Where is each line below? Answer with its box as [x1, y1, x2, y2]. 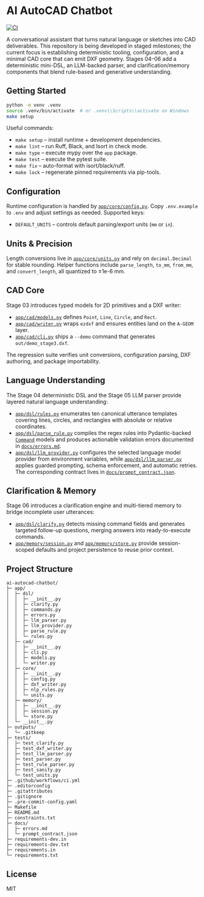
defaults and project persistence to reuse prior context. [35, 546, 175, 553]
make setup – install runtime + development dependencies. [15, 136, 162, 143]
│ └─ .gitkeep [6, 730, 45, 736]
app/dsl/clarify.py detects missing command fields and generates [15, 520, 185, 528]
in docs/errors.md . [15, 442, 62, 449]
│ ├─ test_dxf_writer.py [6, 746, 72, 752]
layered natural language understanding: [6, 398, 108, 405]
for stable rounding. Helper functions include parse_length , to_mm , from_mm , [6, 261, 194, 268]
